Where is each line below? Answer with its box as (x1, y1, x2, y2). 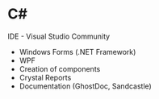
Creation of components (19, 64, 101, 73)
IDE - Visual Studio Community (7, 31, 111, 41)
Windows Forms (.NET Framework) (19, 47, 136, 56)
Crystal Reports (19, 72, 72, 82)
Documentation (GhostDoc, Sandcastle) (19, 81, 153, 91)
